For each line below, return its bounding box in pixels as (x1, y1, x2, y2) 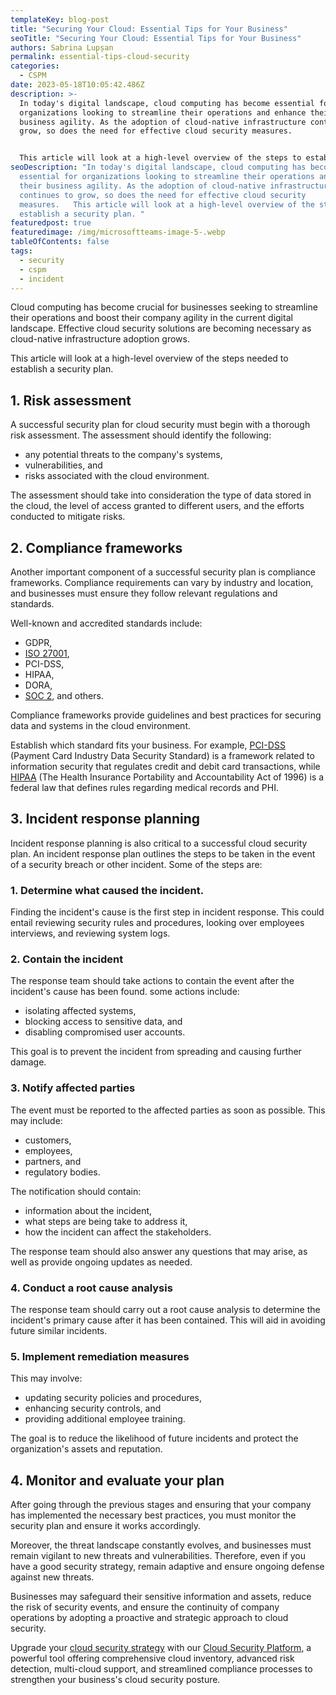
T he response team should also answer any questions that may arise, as (10, 1245, 308, 1257)
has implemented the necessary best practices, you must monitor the (10, 1509, 297, 1521)
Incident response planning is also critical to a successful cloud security (10, 837, 308, 849)
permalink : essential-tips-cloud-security (10, 52, 190, 62)
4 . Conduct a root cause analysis (10, 1281, 173, 1295)
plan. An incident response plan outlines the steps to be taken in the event (10, 847, 316, 860)
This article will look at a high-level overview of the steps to (19, 153, 302, 163)
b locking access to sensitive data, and (24, 1016, 183, 1028)
